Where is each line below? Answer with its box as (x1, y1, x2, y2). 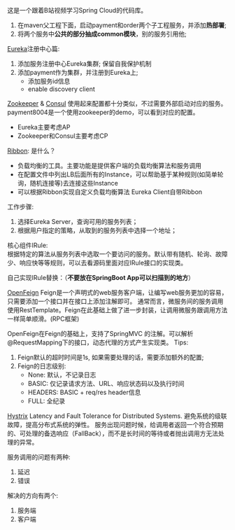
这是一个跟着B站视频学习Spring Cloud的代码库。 (7, 6, 148, 14)
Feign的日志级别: (17, 362, 66, 370)
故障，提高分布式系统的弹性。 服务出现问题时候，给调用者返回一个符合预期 (7, 421, 224, 428)
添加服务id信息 (27, 77, 71, 85)
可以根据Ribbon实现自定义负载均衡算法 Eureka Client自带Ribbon (17, 188, 203, 196)
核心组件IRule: (7, 241, 48, 249)
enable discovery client (27, 85, 96, 93)
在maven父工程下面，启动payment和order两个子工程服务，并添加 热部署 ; (17, 21, 227, 29)
